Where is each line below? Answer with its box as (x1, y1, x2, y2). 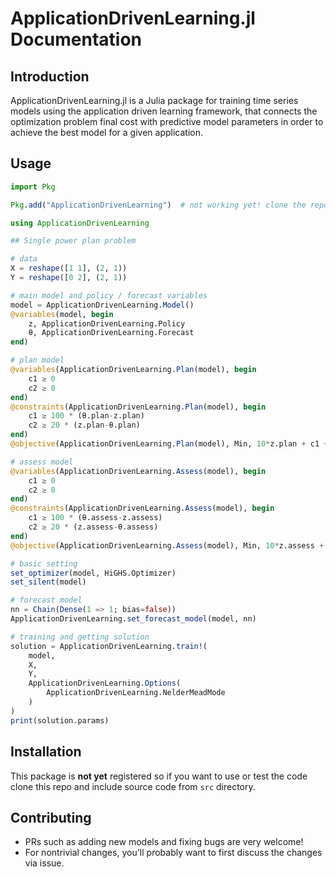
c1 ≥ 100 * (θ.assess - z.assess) (28, 513, 163, 523)
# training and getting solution (10, 632, 150, 642)
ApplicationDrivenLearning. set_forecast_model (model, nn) (10, 614, 257, 624)
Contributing (10, 809, 92, 826)
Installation (10, 743, 82, 761)
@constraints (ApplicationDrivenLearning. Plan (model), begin (10, 402, 267, 412)
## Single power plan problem (10, 236, 137, 246)
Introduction (10, 68, 90, 85)
